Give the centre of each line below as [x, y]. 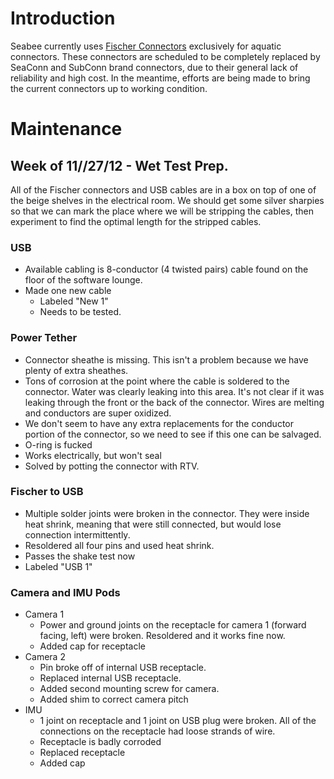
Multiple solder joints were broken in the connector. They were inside [167, 513]
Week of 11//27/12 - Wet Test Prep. [119, 165]
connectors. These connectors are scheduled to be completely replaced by [165, 56]
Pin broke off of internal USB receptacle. [123, 668]
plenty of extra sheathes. [76, 370]
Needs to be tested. [80, 312]
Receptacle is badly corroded [100, 742]
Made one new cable [68, 291]
